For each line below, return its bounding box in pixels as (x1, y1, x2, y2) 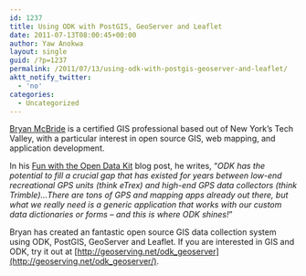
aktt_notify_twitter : (9, 73, 92, 82)
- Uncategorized (17, 98, 79, 108)
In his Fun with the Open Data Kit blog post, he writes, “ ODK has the (9, 161, 266, 172)
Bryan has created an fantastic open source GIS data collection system (9, 227, 277, 238)
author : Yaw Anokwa (9, 38, 84, 48)
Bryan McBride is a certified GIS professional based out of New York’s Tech (9, 123, 294, 134)
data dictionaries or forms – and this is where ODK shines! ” (9, 209, 233, 220)
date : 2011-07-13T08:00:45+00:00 (9, 30, 137, 39)
